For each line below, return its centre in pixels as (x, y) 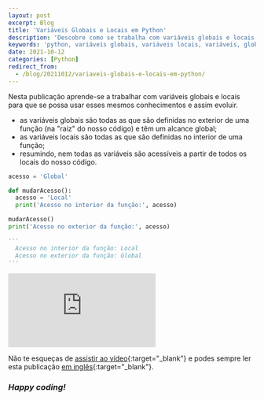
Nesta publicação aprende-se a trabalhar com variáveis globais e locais (124, 96)
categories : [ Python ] (44, 60)
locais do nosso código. (58, 161)
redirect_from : (33, 67)
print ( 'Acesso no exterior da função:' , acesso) (89, 227)
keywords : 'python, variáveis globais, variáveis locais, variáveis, (125, 45)
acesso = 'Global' (38, 176)
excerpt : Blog (31, 23)
